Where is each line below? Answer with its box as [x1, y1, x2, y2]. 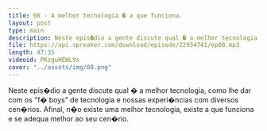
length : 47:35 [8, 48, 56, 56]
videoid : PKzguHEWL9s [8, 56, 80, 64]
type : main [8, 26, 44, 34]
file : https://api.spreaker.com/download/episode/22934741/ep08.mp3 [8, 41, 240, 49]
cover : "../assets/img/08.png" [8, 64, 112, 71]
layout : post [8, 19, 52, 27]
